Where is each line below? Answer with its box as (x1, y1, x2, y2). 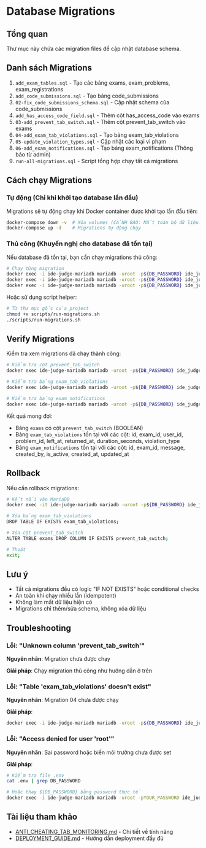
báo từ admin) (15, 150, 51, 158)
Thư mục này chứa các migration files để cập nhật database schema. (6, 45, 181, 52)
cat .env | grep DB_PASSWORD (6, 778, 81, 784)
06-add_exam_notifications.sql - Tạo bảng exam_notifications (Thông (15, 144, 193, 152)
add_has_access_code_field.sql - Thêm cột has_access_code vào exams (15, 112, 200, 119)
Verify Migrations (6, 334, 75, 344)
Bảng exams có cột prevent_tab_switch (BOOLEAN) (15, 424, 143, 431)
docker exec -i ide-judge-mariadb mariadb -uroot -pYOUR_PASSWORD (6, 795, 180, 801)
